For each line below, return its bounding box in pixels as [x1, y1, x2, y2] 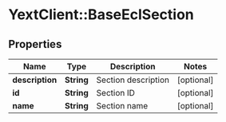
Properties [8, 37, 62, 51]
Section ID [96, 88, 136, 98]
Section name [96, 100, 149, 111]
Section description [96, 74, 170, 85]
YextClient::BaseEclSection [8, 6, 194, 24]
